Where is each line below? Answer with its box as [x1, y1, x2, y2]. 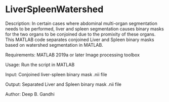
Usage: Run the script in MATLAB [5, 61, 75, 67]
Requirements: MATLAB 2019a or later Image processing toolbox [5, 52, 140, 58]
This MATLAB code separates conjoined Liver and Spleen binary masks [5, 37, 154, 43]
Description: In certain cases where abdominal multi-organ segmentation [5, 20, 158, 26]
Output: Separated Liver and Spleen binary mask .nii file [5, 81, 121, 87]
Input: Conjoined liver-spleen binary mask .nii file [5, 71, 107, 77]
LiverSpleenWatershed [5, 4, 104, 15]
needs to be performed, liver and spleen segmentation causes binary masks [5, 25, 164, 31]
